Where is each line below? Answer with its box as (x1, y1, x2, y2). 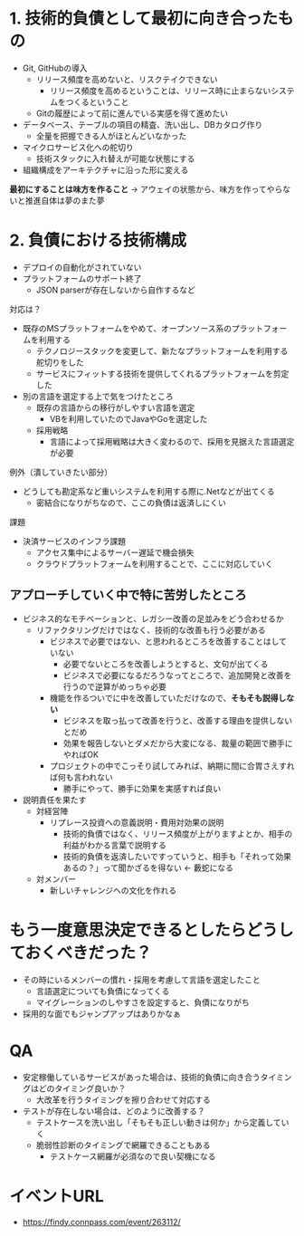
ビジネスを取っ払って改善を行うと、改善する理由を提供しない (62, 714, 292, 725)
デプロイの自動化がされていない (22, 262, 142, 273)
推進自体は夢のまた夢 (24, 195, 105, 206)
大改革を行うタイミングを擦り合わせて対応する (35, 1094, 211, 1105)
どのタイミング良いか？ (38, 1083, 127, 1094)
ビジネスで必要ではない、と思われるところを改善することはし (49, 636, 280, 647)
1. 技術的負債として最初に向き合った (9, 8, 279, 29)
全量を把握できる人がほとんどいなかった (35, 130, 187, 141)
